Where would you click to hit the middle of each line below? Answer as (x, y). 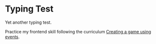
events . (12, 37)
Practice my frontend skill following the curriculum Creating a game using (78, 31)
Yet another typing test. (28, 22)
